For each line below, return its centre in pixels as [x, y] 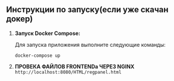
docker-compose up [37, 56]
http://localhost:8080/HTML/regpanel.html [68, 72]
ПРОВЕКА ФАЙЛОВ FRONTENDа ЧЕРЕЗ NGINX [75, 66]
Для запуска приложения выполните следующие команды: [90, 44]
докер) [20, 19]
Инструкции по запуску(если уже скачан [87, 10]
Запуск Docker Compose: [48, 33]
